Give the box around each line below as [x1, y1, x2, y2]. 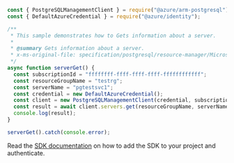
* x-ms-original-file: [10, 52, 77, 59]
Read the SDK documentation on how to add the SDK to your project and [7, 141, 216, 150]
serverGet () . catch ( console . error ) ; [7, 129, 111, 136]
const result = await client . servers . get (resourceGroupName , [13, 103, 195, 111]
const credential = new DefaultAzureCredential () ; [13, 91, 164, 98]
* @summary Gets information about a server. [10, 45, 145, 52]
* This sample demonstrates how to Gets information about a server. [10, 32, 217, 39]
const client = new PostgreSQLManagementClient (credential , [13, 97, 192, 104]
